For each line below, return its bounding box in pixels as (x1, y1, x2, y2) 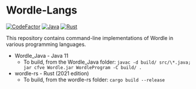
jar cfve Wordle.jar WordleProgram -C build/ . (23, 64, 142, 71)
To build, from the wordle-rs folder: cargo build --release (23, 76, 165, 83)
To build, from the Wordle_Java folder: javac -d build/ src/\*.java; (23, 58, 191, 65)
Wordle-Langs (6, 4, 77, 17)
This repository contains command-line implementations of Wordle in (6, 34, 174, 41)
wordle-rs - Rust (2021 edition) (14, 70, 89, 77)
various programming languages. (6, 41, 86, 48)
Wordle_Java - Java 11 (14, 52, 69, 59)
